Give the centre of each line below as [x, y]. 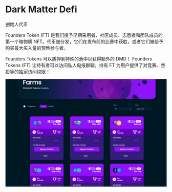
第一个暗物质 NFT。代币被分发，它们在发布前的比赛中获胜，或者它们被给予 [84, 41]
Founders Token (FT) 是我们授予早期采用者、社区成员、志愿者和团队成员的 [84, 35]
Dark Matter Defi [41, 9]
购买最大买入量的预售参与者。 [37, 48]
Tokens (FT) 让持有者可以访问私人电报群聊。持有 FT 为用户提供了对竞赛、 [83, 65]
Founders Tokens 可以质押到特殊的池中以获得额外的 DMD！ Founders [79, 59]
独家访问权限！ [34, 71]
